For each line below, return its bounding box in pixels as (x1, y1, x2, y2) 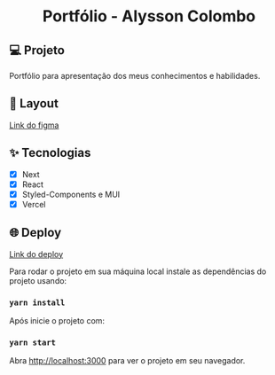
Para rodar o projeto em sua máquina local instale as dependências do (9, 266, 267, 277)
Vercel (21, 199, 46, 209)
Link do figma (9, 120, 59, 130)
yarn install (9, 297, 66, 308)
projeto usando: (9, 275, 67, 285)
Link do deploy (9, 248, 64, 259)
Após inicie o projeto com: (9, 315, 105, 325)
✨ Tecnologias (9, 145, 91, 160)
